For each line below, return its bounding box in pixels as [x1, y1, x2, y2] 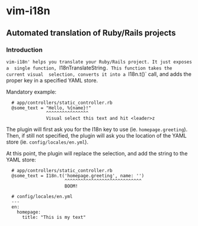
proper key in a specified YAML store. [6, 77, 98, 84]
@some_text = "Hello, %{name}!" [11, 105, 92, 111]
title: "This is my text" [21, 214, 86, 220]
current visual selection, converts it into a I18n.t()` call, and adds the [6, 70, 191, 78]
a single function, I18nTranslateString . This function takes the [6, 64, 173, 71]
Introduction [6, 46, 43, 54]
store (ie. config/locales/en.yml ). [6, 138, 89, 145]
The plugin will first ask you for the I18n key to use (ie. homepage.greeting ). [6, 126, 188, 133]
